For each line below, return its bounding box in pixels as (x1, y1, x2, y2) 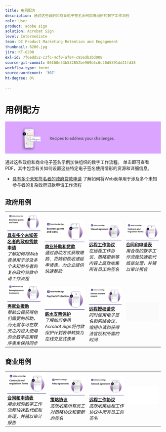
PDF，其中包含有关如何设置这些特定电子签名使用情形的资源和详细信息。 (5, 166, 152, 172)
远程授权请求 (88, 306, 115, 312)
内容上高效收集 (88, 260, 120, 266)
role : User (5, 18, 28, 23)
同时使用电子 (88, 312, 115, 318)
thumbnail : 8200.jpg (5, 44, 48, 49)
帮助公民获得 (7, 309, 34, 315)
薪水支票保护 (44, 311, 71, 317)
